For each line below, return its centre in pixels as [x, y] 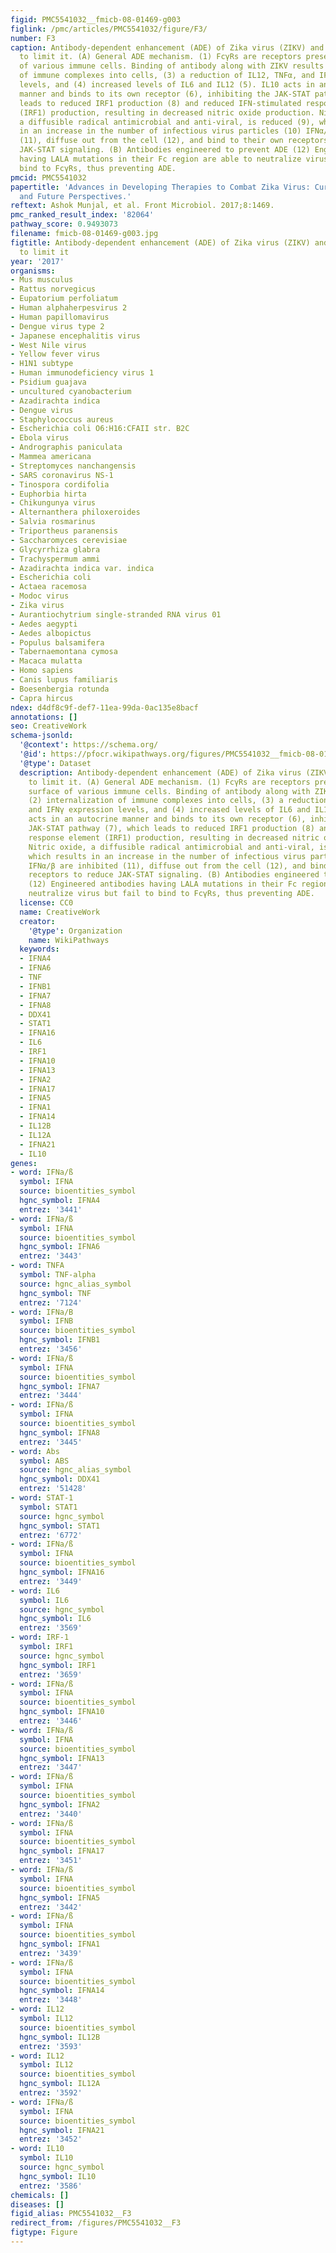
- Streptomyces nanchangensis [73, 466]
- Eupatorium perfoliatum [64, 299]
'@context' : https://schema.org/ [89, 745]
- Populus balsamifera [57, 642]
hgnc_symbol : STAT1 [60, 1526]
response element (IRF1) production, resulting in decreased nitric [174, 837]
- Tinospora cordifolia [60, 484]
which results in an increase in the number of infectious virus [167, 856]
